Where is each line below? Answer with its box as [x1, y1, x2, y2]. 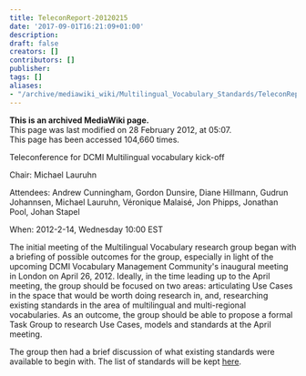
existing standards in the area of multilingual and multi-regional [9, 300, 247, 310]
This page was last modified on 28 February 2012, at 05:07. [9, 124, 232, 135]
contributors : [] [9, 56, 76, 65]
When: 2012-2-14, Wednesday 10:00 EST [9, 224, 164, 235]
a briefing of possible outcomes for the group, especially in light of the [9, 251, 274, 262]
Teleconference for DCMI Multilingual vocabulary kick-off [9, 151, 225, 162]
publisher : [9, 65, 51, 74]
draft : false [9, 38, 59, 48]
